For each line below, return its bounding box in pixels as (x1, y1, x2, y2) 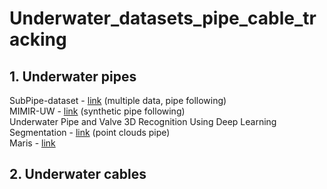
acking (9, 28, 67, 51)
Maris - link (9, 137, 56, 149)
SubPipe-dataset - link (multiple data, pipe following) (9, 95, 227, 106)
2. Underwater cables (9, 166, 147, 183)
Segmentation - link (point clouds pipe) (9, 127, 171, 138)
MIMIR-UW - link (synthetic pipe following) (9, 105, 186, 117)
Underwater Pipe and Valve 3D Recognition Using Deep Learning (9, 116, 277, 127)
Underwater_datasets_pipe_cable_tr (9, 7, 317, 30)
